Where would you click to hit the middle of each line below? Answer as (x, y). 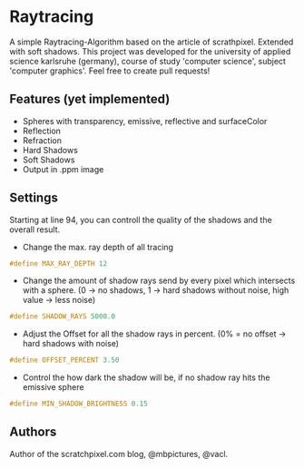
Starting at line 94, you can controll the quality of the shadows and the (141, 219)
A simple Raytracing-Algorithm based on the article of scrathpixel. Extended (152, 42)
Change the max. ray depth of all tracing (98, 247)
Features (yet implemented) (90, 99)
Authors (33, 432)
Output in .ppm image (63, 169)
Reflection (42, 131)
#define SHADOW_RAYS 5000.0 (63, 317)
